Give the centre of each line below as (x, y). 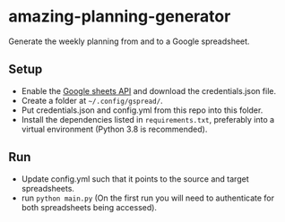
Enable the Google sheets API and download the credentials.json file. (149, 90)
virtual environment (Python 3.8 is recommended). (114, 129)
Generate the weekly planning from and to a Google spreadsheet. (129, 41)
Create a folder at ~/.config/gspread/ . (92, 100)
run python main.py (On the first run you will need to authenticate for (148, 198)
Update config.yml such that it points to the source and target (135, 179)
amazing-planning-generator (120, 17)
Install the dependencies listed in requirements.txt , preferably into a (148, 119)
